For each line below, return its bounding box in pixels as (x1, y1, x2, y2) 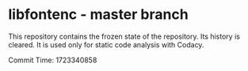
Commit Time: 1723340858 (8, 55, 97, 65)
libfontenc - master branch (8, 6, 189, 24)
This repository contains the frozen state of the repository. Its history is (8, 32, 240, 41)
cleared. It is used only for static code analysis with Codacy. (8, 39, 204, 49)
